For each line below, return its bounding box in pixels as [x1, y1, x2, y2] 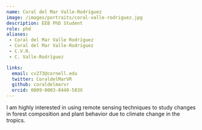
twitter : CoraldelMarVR [12, 76, 72, 82]
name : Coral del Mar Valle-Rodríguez [6, 8, 102, 15]
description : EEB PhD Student [6, 20, 83, 26]
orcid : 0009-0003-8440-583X [12, 87, 83, 94]
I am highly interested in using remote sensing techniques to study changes [6, 104, 196, 111]
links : [6, 65, 23, 71]
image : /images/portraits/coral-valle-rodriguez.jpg [6, 15, 143, 21]
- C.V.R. [9, 48, 32, 54]
